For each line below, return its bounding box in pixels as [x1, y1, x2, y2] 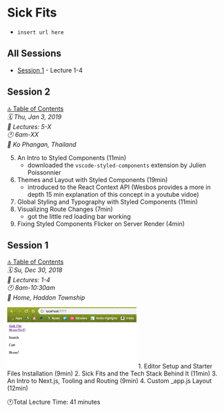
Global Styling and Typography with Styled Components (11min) [17, 197, 198, 206]
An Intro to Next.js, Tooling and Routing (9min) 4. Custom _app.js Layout [7, 377, 212, 385]
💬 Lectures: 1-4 [7, 276, 50, 284]
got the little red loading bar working [27, 212, 131, 220]
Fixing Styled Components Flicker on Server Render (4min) [17, 219, 185, 228]
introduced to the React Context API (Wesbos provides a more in [27, 183, 212, 191]
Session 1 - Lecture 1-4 [17, 66, 83, 74]
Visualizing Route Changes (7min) [17, 205, 114, 213]
